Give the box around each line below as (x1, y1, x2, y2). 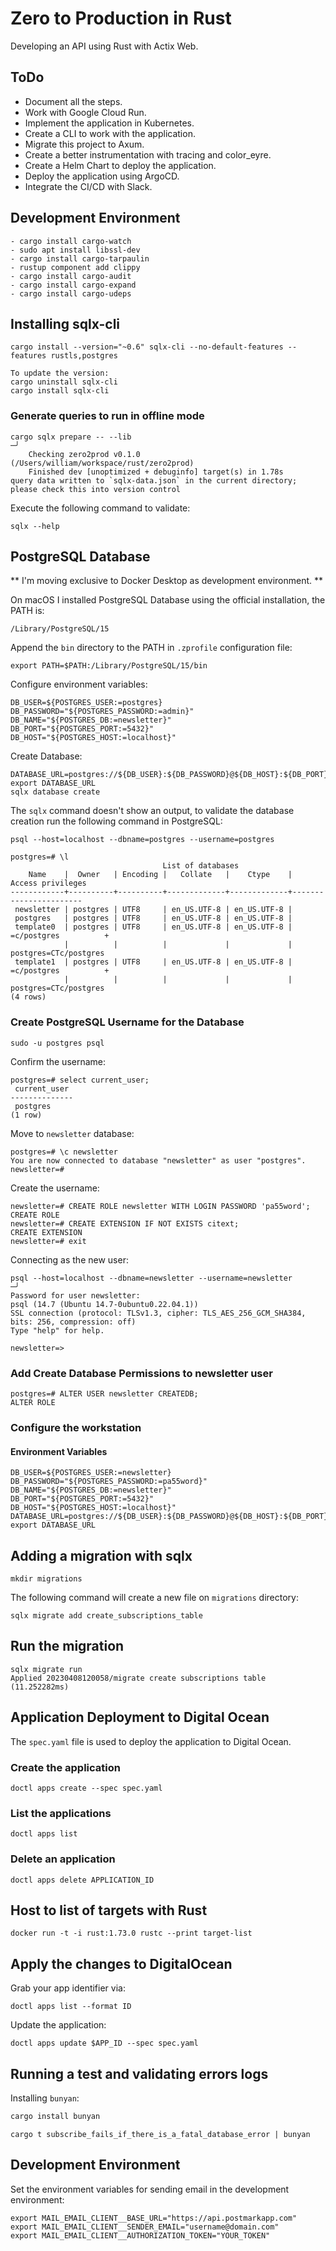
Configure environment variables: (10, 678, 148, 691)
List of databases (162, 861, 240, 871)
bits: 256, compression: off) (10, 1317, 137, 1327)
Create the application (10, 1760, 121, 1774)
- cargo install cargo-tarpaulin (10, 253, 150, 264)
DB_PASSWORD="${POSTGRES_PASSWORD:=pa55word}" (10, 1477, 208, 1487)
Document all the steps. (24, 95, 123, 107)
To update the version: (10, 368, 110, 379)
